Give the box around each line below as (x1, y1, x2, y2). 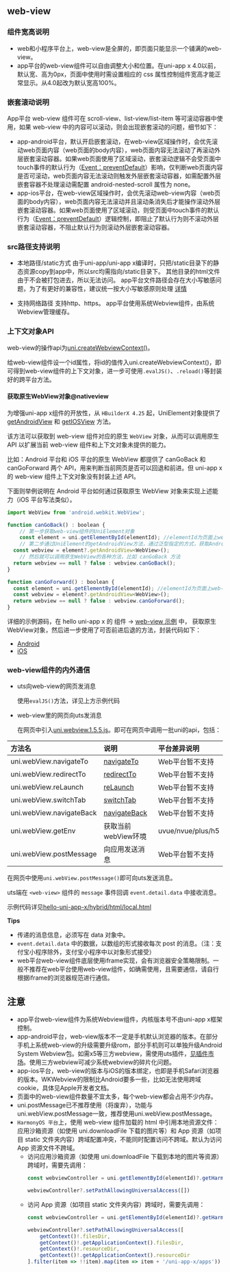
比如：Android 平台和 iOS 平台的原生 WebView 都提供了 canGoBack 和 (7, 455, 206, 463)
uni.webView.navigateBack (10, 808, 97, 818)
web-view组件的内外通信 (7, 665, 90, 674)
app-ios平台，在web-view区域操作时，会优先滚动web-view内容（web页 (16, 189, 221, 197)
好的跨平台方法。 (7, 375, 55, 384)
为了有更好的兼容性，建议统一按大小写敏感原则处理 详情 (29, 285, 187, 293)
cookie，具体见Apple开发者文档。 (16, 1084, 113, 1092)
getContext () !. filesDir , (40, 1233, 111, 1240)
